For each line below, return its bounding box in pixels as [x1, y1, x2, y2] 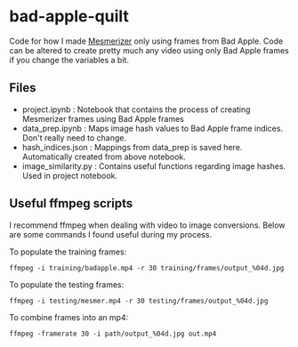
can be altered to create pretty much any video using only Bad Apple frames [9, 44, 289, 55]
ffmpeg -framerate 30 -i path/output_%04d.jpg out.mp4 [9, 329, 217, 338]
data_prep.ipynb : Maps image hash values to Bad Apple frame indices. [21, 123, 283, 133]
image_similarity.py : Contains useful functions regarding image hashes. [21, 160, 286, 171]
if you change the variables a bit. [9, 54, 129, 65]
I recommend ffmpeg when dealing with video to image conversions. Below [9, 220, 286, 230]
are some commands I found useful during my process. [9, 229, 212, 239]
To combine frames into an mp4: [9, 311, 129, 322]
